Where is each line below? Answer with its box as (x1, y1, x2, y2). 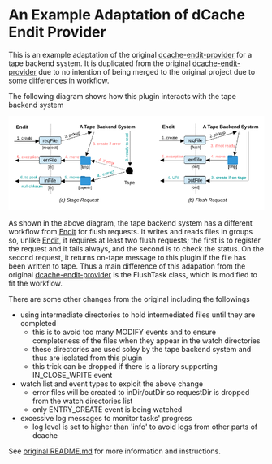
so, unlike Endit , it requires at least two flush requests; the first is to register (8, 235, 261, 245)
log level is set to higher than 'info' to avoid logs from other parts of (32, 422, 258, 432)
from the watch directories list (32, 396, 133, 406)
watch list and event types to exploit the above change (19, 379, 204, 389)
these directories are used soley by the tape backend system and (32, 345, 252, 354)
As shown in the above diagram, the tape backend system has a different (8, 218, 253, 228)
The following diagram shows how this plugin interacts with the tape (8, 91, 237, 101)
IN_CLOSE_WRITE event (32, 371, 113, 380)
